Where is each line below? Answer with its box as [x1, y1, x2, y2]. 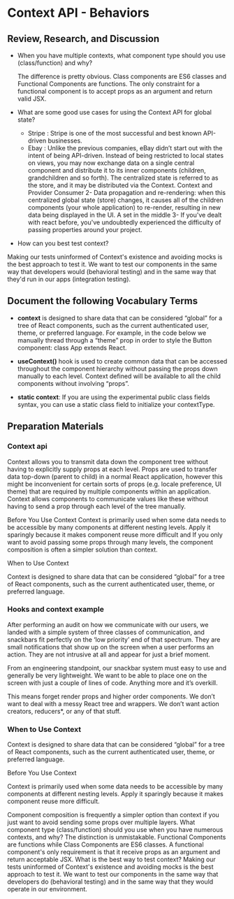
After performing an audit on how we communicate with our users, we [7, 620, 209, 628]
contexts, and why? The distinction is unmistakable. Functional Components [7, 833, 226, 842]
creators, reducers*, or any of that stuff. [7, 707, 122, 715]
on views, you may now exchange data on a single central [27, 159, 195, 167]
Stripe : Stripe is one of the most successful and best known [27, 129, 202, 137]
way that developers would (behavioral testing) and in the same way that [7, 268, 217, 275]
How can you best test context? [17, 239, 109, 247]
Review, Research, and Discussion [7, 33, 160, 45]
